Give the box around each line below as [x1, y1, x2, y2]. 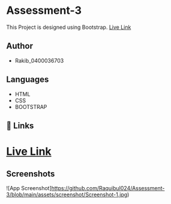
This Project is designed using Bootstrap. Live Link [6, 23, 131, 31]
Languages [6, 75, 49, 85]
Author [6, 41, 33, 51]
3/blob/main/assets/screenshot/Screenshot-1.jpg [6, 191, 128, 198]
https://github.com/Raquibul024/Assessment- [51, 184, 165, 191]
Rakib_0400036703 [14, 57, 64, 64]
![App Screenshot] [6, 184, 52, 191]
